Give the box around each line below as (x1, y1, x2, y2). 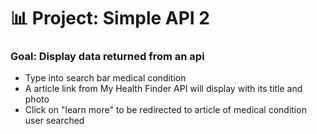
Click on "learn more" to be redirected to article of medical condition (24, 104, 307, 116)
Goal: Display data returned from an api (10, 50, 205, 64)
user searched (24, 115, 85, 127)
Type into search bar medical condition (24, 72, 187, 84)
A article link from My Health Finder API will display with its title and (24, 83, 303, 95)
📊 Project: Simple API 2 (10, 7, 210, 30)
